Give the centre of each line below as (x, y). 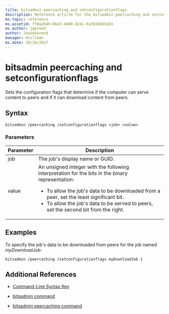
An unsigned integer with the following (83, 167)
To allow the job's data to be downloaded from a (104, 190)
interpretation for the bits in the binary (83, 173)
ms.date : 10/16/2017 (27, 43)
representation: (56, 179)
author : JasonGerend (27, 33)
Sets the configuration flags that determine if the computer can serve (77, 92)
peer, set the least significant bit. (86, 197)
